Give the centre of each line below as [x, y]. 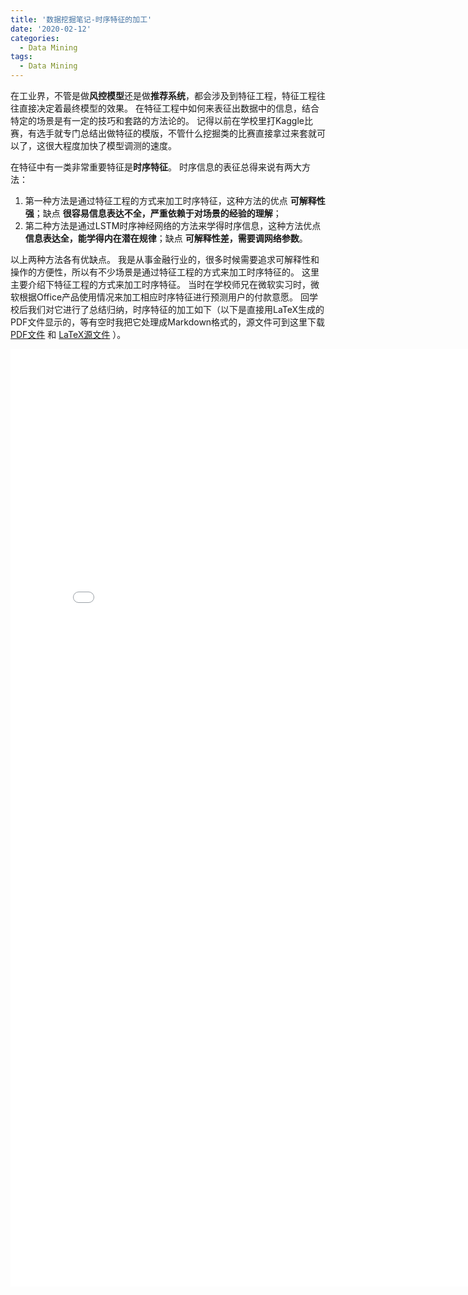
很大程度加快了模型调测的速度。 [110, 145]
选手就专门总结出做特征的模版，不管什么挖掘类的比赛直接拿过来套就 [176, 133]
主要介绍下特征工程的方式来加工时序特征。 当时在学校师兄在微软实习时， [160, 284]
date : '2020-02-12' [51, 29]
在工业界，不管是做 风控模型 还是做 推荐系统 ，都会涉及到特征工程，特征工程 [163, 95]
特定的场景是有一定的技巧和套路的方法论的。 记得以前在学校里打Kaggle [157, 120]
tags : [21, 57]
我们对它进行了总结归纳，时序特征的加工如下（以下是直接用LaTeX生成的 [176, 309]
